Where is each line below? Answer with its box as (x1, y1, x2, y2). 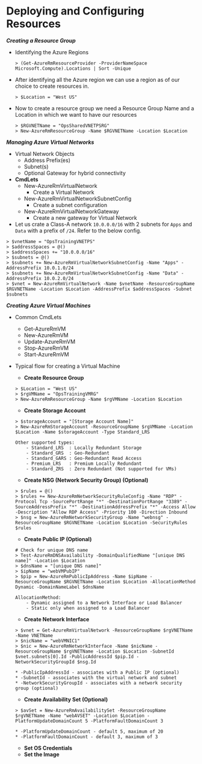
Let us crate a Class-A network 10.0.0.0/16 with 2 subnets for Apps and (14, 220, 192, 228)
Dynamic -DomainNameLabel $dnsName (14, 584, 105, 590)
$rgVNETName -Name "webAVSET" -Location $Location (14, 712, 145, 719)
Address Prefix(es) (23, 157, 71, 164)
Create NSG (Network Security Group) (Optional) (23, 476, 148, 483)
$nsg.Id (77, 659, 96, 665)
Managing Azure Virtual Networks (6, 138, 94, 146)
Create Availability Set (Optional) (23, 695, 108, 703)
